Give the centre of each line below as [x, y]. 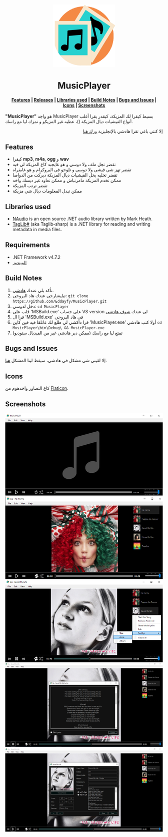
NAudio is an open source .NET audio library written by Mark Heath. [82, 219]
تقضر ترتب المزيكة [30, 186]
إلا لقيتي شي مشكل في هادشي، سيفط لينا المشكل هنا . [56, 360]
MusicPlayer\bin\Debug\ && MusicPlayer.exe [58, 328]
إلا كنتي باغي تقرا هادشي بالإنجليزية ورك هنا [123, 131]
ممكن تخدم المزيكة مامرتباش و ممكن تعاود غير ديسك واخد [67, 180]
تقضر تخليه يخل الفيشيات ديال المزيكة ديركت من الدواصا [65, 175]
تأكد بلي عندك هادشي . [33, 290]
